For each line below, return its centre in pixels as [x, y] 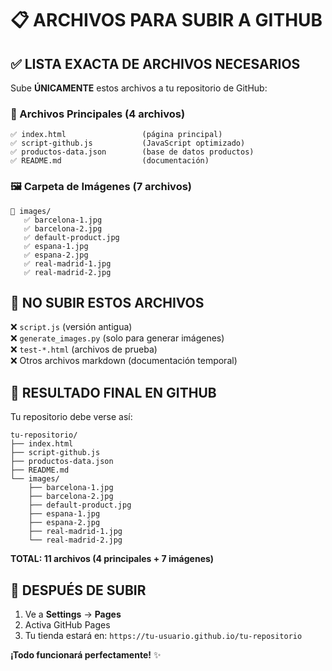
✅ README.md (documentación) [110, 161]
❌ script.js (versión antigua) [71, 327]
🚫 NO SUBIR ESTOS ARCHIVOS [107, 302]
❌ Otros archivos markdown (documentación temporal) [124, 361]
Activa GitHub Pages [67, 625]
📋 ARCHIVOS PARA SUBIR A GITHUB [166, 20]
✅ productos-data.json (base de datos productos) [132, 152]
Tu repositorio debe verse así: [71, 417]
